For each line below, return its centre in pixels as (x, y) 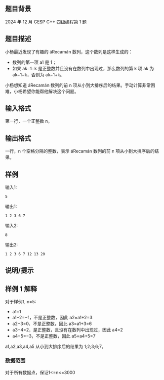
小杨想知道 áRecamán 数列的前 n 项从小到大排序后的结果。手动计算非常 (78, 85)
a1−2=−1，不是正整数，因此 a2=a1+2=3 (52, 318)
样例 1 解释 (21, 289)
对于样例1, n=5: (20, 302)
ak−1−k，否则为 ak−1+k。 (38, 74)
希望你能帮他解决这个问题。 (50, 91)
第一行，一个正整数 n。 (29, 121)
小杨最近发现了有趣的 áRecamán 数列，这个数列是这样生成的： (69, 51)
